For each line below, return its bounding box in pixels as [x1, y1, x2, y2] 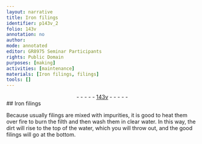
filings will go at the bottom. [6, 131, 76, 139]
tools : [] [6, 77, 32, 83]
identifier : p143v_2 [6, 20, 59, 26]
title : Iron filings [6, 15, 59, 21]
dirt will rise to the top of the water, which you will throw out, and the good [6, 125, 193, 132]
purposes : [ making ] [6, 60, 56, 66]
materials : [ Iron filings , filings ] [6, 71, 99, 77]
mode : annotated [6, 43, 47, 49]
